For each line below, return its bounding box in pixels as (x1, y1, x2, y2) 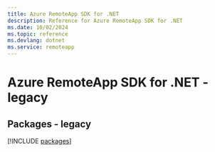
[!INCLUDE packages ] (7, 137, 72, 145)
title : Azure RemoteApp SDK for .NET (7, 10, 120, 18)
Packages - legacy (7, 118, 91, 130)
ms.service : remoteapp (7, 44, 75, 51)
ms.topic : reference (7, 30, 69, 38)
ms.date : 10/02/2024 (7, 24, 69, 31)
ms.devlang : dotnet (7, 37, 65, 44)
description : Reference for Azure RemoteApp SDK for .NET (7, 17, 183, 24)
